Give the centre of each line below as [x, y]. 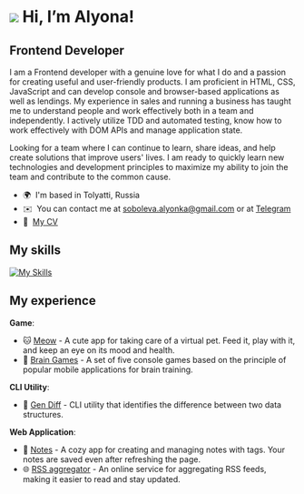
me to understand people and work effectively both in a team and [132, 111]
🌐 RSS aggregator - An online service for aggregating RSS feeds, [144, 469]
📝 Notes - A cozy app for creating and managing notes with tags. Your [154, 449]
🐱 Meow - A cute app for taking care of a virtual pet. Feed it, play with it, [159, 340]
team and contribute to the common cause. [90, 176]
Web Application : [43, 432]
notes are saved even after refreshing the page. [112, 459]
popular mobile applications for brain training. [108, 369]
